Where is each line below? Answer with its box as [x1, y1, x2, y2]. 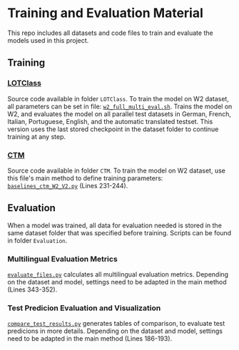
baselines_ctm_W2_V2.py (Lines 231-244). [7, 181, 128, 190]
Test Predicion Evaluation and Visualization [7, 303, 161, 313]
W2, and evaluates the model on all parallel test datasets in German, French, [7, 109, 232, 118]
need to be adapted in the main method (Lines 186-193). [7, 334, 173, 343]
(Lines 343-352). [7, 285, 58, 294]
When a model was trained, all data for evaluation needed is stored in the [7, 221, 223, 230]
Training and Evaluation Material [7, 5, 203, 21]
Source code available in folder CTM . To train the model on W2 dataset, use [7, 166, 226, 175]
